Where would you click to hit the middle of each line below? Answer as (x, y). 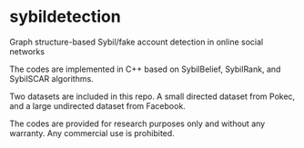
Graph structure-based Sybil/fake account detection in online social (137, 42)
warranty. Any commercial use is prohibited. (92, 133)
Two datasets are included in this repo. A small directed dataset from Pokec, (152, 96)
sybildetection (65, 17)
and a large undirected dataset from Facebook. (98, 105)
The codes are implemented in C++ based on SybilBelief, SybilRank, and (145, 69)
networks (27, 51)
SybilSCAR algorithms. (51, 78)
